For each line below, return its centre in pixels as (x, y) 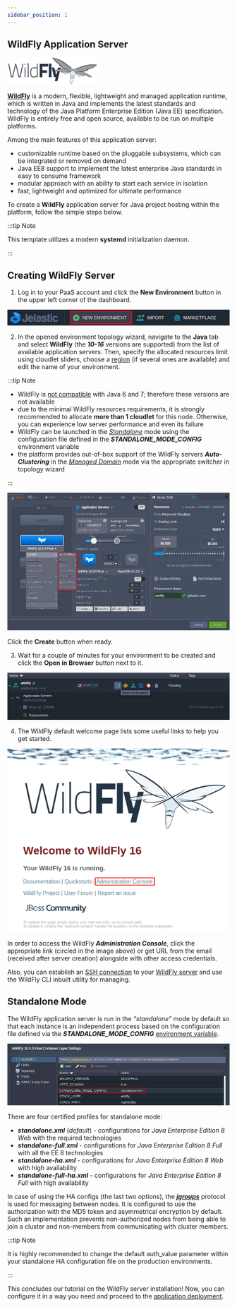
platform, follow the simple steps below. (65, 212)
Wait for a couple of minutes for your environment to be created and (116, 656)
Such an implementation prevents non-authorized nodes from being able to (117, 1219)
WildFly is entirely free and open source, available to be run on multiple (111, 119)
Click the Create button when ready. (60, 642)
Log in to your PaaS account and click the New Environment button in (119, 292)
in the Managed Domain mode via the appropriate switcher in (140, 462)
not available (36, 402)
